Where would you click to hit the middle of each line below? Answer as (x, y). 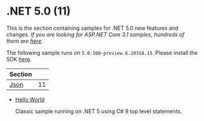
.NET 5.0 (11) (39, 11)
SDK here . (19, 59)
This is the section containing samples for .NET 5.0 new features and (93, 28)
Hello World (30, 99)
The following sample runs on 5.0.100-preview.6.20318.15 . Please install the (102, 52)
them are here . (25, 41)
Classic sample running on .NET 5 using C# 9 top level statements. (98, 111)
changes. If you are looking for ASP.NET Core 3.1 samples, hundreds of (96, 34)
